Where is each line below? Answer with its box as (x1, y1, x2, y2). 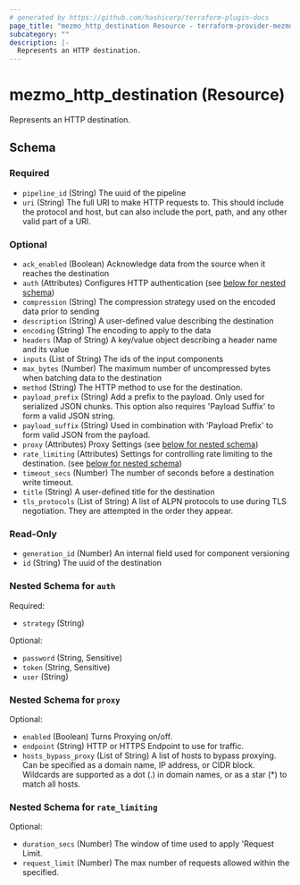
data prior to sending (21, 306, 100, 317)
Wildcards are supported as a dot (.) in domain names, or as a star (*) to (21, 769, 287, 780)
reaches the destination (21, 268, 110, 279)
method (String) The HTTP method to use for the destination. (21, 382, 243, 393)
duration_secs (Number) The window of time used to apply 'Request (21, 839, 275, 849)
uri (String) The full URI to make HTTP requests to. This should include (21, 197, 284, 207)
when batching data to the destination (21, 373, 162, 383)
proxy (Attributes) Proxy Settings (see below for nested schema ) (21, 439, 259, 450)
